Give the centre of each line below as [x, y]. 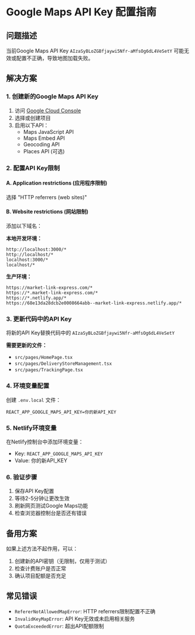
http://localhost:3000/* [36, 250]
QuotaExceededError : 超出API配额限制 [59, 626]
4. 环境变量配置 [28, 386]
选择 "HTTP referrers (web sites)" [47, 197]
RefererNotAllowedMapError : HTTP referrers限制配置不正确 [85, 611]
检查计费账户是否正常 [40, 569]
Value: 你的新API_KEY [41, 460]
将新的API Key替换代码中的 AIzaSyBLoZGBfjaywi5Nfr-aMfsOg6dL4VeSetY [90, 333]
